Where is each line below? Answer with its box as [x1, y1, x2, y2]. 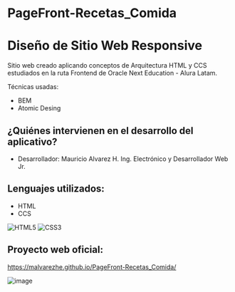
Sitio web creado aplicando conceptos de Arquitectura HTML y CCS [7, 61, 207, 70]
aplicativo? [7, 135, 58, 147]
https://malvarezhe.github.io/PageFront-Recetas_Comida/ [7, 262, 177, 271]
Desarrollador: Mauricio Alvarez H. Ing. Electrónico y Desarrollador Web [17, 155, 229, 163]
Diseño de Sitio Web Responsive [7, 38, 203, 54]
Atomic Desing [17, 104, 61, 113]
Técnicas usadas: [7, 83, 59, 91]
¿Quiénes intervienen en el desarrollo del [7, 125, 194, 137]
